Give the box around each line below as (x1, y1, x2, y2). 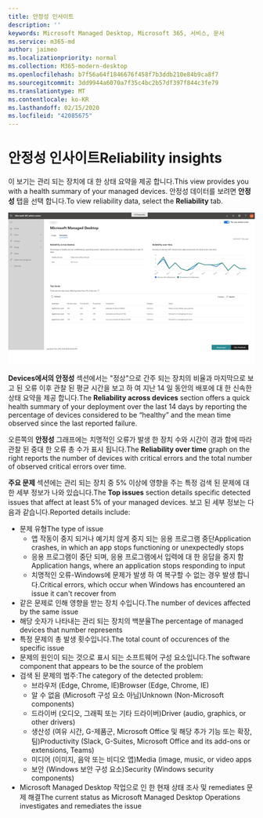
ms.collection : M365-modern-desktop (8, 63, 128, 71)
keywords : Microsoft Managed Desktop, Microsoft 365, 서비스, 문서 (8, 29, 225, 37)
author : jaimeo (8, 46, 58, 54)
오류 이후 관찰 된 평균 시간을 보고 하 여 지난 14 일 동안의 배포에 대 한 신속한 (24, 383, 252, 393)
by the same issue (19, 607, 79, 616)
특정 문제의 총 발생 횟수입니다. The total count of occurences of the (19, 634, 230, 644)
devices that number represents (19, 625, 123, 635)
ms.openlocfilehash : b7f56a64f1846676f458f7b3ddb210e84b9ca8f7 (8, 71, 219, 79)
